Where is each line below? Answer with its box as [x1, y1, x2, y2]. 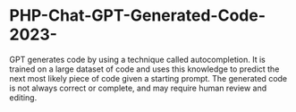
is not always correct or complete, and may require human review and [9, 82, 267, 93]
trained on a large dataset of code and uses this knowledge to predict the [9, 64, 280, 74]
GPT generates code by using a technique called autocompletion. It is [9, 54, 266, 65]
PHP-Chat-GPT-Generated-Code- [9, 5, 266, 26]
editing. [9, 91, 38, 103]
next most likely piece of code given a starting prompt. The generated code [9, 73, 288, 83]
